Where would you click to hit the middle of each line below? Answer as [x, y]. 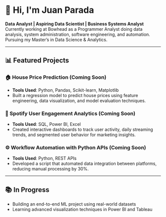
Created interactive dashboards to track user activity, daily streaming [83, 129]
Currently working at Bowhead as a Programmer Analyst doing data [74, 29]
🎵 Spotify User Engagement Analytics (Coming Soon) [70, 113]
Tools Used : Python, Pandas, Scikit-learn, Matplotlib [65, 90]
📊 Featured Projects [37, 61]
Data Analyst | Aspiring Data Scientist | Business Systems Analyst [75, 24]
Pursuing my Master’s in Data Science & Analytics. [56, 40]
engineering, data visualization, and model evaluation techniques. [79, 101]
